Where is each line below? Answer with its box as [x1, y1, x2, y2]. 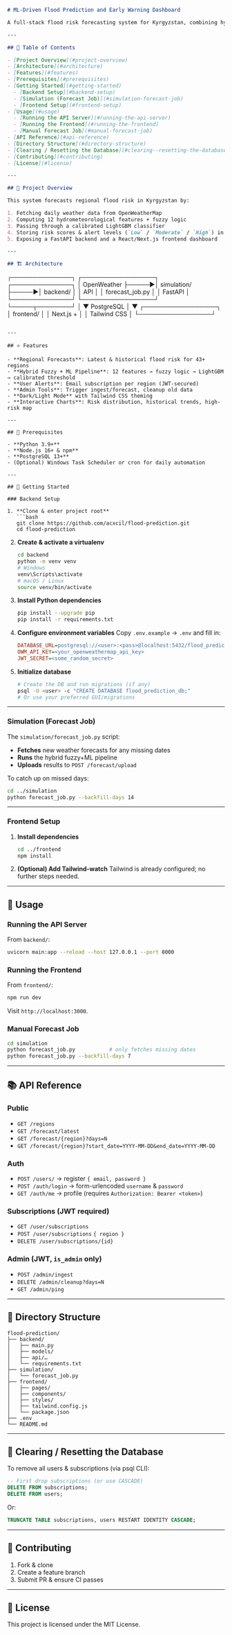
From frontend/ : [7, 981, 53, 989]
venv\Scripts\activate [17, 570, 83, 578]
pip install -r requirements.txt [17, 616, 114, 623]
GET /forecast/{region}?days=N [17, 1135, 108, 1142]
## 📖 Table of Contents [7, 44, 76, 51]
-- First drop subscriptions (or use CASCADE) [7, 1478, 144, 1485]
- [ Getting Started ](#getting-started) [7, 82, 122, 89]
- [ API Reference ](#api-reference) [7, 134, 110, 141]
